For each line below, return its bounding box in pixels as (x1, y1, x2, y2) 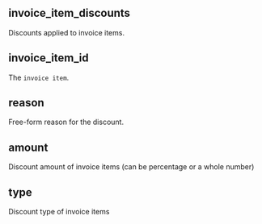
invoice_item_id (8, 52, 89, 65)
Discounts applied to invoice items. (8, 27, 125, 37)
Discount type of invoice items (8, 207, 110, 217)
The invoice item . (8, 73, 70, 82)
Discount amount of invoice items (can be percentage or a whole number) (8, 162, 255, 172)
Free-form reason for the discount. (8, 117, 124, 127)
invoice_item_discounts (8, 6, 131, 20)
